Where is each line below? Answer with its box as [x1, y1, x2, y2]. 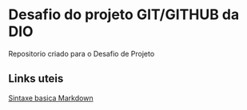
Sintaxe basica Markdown [8, 93, 94, 103]
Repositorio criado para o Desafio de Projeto [8, 49, 155, 58]
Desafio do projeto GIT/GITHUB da [8, 6, 240, 24]
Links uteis [8, 72, 64, 85]
